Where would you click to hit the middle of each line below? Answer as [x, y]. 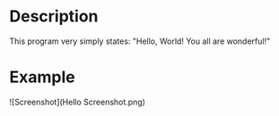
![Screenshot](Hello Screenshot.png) [78, 102]
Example [42, 77]
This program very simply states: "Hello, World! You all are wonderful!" [140, 41]
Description [54, 17]
